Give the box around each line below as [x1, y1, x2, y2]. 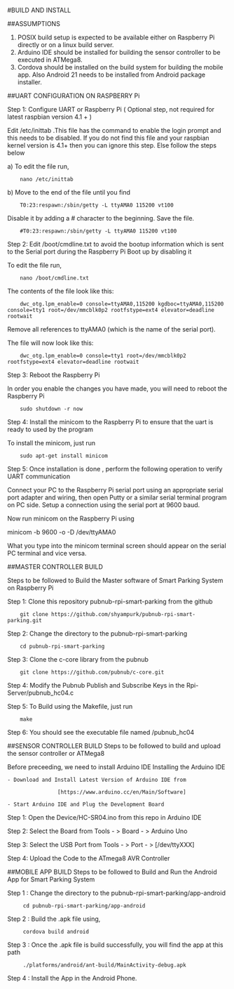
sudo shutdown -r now [20, 405, 83, 412]
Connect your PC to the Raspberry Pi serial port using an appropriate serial [7, 486, 223, 494]
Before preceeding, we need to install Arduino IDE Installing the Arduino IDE [7, 763, 226, 771]
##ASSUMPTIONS [7, 20, 61, 27]
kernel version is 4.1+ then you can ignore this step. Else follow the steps [7, 141, 217, 150]
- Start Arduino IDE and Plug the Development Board [7, 801, 165, 808]
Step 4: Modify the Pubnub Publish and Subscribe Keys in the [7, 681, 185, 689]
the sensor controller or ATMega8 [7, 749, 105, 757]
